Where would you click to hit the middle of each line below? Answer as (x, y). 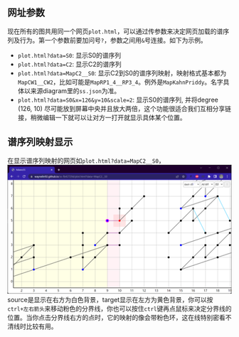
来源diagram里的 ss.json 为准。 (75, 90)
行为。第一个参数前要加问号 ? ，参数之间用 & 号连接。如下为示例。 (113, 40)
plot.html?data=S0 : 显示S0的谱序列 (69, 55)
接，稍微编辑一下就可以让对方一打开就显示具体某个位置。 (102, 117)
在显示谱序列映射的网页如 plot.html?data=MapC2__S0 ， (86, 160)
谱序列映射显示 (40, 142)
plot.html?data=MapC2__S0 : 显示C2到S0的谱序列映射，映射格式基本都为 (122, 73)
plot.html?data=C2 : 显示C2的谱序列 (70, 64)
